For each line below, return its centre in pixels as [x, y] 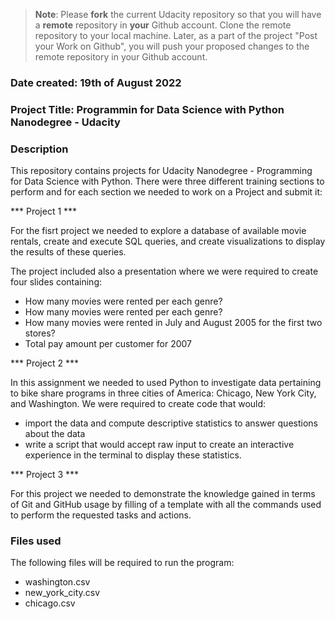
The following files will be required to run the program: [122, 563]
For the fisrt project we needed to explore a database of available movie [158, 231]
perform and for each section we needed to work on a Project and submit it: [166, 192]
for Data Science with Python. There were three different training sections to [167, 181]
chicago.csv [50, 603]
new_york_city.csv [62, 593]
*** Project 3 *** [45, 475]
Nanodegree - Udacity [65, 122]
